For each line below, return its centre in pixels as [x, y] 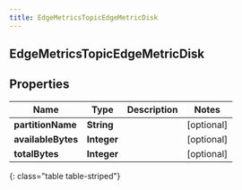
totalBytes [36, 153]
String [100, 125]
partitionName [46, 125]
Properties [39, 85]
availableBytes [46, 139]
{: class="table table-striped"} [65, 176]
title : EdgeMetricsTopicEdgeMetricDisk [84, 17]
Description [152, 109]
